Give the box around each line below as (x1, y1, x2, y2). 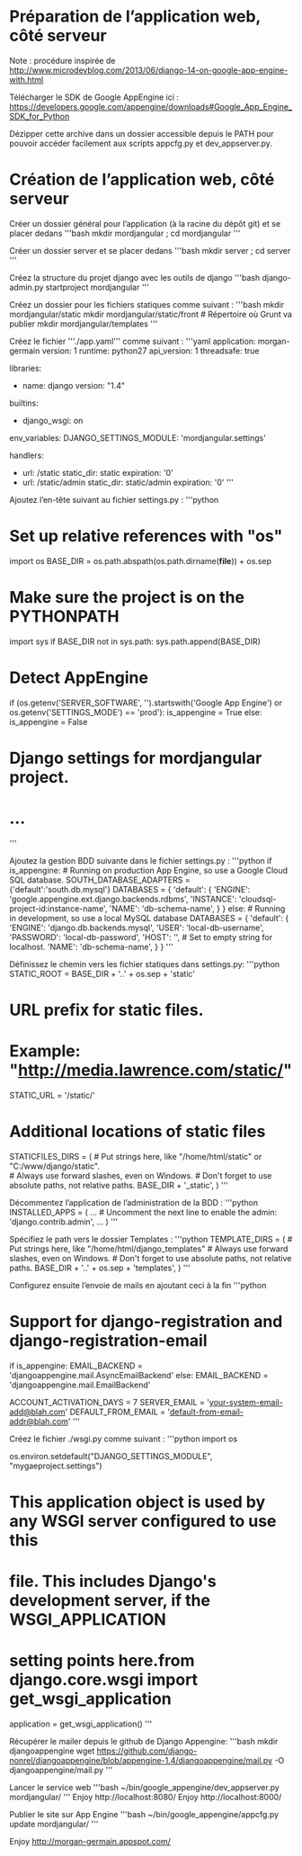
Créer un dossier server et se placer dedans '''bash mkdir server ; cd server (9, 245, 291, 256)
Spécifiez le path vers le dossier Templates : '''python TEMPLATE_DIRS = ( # (9, 1233, 293, 1244)
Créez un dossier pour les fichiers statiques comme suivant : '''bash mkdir (9, 299, 285, 309)
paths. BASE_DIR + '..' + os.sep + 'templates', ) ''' (9, 1262, 191, 1273)
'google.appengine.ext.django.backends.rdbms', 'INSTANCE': (9, 893, 237, 904)
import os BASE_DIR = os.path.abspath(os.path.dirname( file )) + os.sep (9, 555, 272, 566)
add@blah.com (9, 1406, 66, 1417)
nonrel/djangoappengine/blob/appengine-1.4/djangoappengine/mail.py (9, 1755, 272, 1766)
